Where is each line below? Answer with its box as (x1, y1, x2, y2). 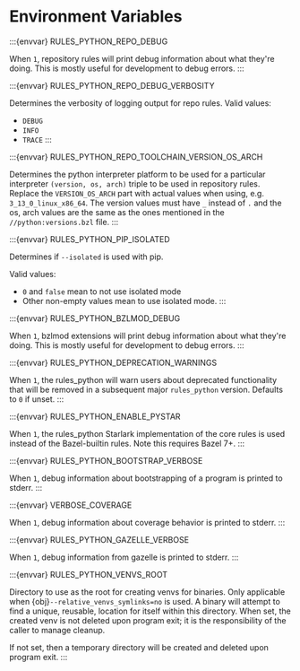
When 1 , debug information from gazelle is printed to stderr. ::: (9, 552, 239, 562)
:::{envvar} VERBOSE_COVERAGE (9, 500, 133, 510)
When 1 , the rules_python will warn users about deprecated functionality (9, 374, 278, 385)
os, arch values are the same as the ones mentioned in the (9, 206, 226, 217)
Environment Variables (9, 6, 183, 27)
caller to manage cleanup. (9, 624, 106, 635)
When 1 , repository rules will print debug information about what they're (9, 53, 275, 64)
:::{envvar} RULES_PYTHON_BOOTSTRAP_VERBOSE (9, 455, 203, 466)
